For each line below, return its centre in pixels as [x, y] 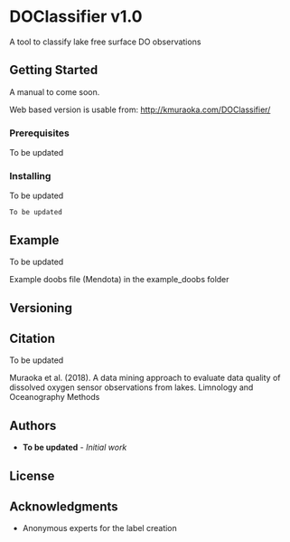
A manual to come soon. [55, 91]
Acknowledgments [64, 506]
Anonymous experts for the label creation [100, 528]
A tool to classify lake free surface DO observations [105, 42]
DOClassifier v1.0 [76, 17]
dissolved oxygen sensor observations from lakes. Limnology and [131, 387]
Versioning [41, 308]
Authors [33, 426]
